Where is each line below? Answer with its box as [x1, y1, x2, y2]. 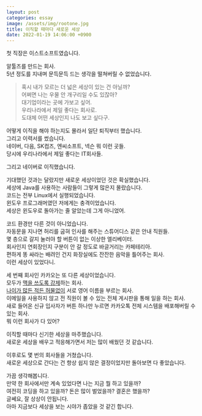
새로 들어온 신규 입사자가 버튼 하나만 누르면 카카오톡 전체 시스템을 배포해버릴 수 [6, 302, 196, 310]
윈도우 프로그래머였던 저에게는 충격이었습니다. [6, 199, 116, 206]
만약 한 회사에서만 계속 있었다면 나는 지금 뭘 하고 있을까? [6, 380, 141, 387]
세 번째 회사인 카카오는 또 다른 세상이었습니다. [6, 272, 116, 279]
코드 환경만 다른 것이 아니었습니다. [6, 220, 88, 227]
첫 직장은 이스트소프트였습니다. [6, 50, 81, 57]
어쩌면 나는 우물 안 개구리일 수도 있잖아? [21, 91, 118, 98]
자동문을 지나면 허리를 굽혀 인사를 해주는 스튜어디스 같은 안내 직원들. [6, 228, 170, 235]
